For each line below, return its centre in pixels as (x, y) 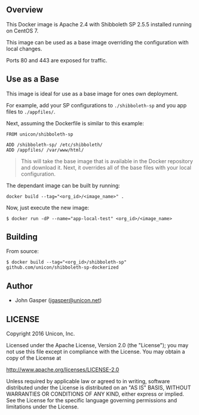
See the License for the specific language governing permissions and (92, 401)
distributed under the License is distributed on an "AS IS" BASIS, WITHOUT (99, 388)
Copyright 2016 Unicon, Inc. (41, 334)
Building (22, 237)
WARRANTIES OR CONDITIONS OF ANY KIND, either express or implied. (95, 394)
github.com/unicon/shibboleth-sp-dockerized (62, 267)
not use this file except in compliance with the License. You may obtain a (96, 352)
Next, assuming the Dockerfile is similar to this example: (75, 123)
